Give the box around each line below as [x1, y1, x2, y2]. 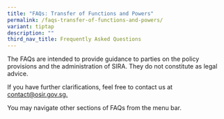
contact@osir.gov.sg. [7, 91, 68, 99]
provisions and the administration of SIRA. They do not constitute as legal [7, 62, 218, 71]
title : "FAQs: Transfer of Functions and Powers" [7, 10, 154, 17]
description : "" [7, 29, 54, 37]
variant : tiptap [7, 23, 54, 30]
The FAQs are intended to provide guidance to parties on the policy [7, 55, 200, 63]
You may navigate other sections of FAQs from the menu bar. [7, 104, 182, 112]
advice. [7, 70, 29, 78]
